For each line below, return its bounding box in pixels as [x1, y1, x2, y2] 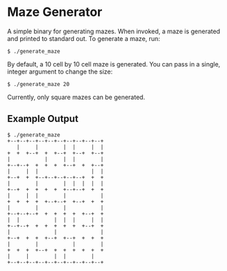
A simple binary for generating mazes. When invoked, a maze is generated [7, 27, 221, 35]
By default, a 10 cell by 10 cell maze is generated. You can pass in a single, [7, 60, 221, 68]
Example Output [7, 113, 78, 125]
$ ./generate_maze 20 [7, 80, 70, 87]
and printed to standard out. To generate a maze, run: [7, 34, 161, 42]
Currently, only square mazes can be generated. [7, 93, 146, 101]
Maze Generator [7, 4, 103, 20]
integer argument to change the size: [7, 67, 113, 76]
